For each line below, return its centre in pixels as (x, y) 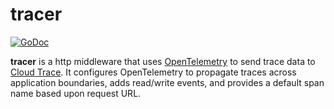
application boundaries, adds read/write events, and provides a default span (167, 82)
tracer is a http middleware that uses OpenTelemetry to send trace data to (163, 61)
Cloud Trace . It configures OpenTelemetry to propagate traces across (153, 72)
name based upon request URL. (76, 93)
